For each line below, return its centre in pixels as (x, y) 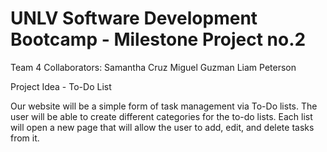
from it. (25, 138)
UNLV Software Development (134, 18)
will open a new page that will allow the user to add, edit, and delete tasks (162, 127)
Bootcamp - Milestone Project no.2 (158, 39)
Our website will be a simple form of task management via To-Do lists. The (164, 106)
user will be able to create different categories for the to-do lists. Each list (161, 116)
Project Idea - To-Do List (61, 86)
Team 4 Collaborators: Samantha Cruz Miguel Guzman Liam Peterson (153, 67)
